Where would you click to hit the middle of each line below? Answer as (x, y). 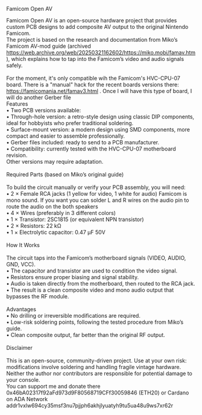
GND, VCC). (21, 264)
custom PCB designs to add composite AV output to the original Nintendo (97, 27)
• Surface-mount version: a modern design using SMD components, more (98, 130)
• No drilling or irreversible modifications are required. (73, 316)
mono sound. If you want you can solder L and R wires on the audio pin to (98, 200)
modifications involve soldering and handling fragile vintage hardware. (94, 367)
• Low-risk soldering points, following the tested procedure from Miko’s (95, 322)
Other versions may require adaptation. (55, 162)
